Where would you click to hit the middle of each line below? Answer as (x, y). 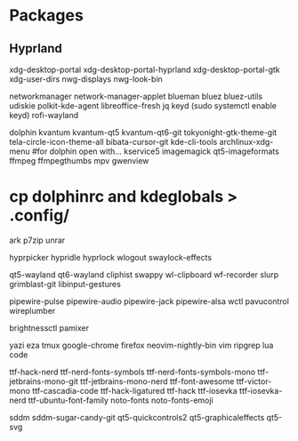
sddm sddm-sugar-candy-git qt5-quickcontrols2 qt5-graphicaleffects (137, 417)
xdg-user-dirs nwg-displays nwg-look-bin (86, 79)
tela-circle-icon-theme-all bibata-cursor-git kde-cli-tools (113, 142)
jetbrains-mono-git (44, 381)
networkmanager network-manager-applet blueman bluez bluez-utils (136, 96)
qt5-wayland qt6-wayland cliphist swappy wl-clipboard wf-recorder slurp (144, 274)
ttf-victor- (254, 381)
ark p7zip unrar (37, 240)
